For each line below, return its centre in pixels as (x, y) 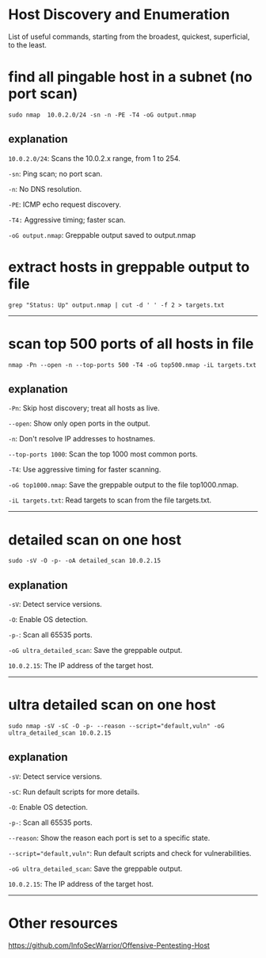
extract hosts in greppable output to (129, 267)
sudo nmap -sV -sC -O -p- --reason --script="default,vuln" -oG (116, 727)
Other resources (63, 924)
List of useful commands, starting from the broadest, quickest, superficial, (129, 36)
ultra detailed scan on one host (112, 705)
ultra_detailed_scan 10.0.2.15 (60, 733)
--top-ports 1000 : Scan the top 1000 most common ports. (103, 454)
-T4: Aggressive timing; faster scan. (67, 219)
